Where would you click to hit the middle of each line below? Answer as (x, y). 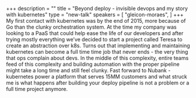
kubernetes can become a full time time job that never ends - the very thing (97, 52)
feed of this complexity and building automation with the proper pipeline (93, 64)
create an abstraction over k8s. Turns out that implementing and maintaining (98, 45)
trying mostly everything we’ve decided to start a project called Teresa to (94, 39)
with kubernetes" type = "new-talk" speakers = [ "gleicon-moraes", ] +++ (95, 15)
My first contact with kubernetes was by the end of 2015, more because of (96, 21)
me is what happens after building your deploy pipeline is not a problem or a (98, 83)
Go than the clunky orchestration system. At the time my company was (91, 27)
